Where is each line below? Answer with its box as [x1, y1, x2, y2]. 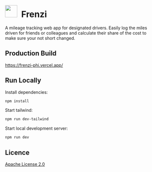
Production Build [5, 49, 57, 58]
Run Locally [5, 76, 41, 85]
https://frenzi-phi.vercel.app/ [5, 62, 63, 68]
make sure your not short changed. [5, 35, 75, 41]
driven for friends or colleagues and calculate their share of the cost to [5, 30, 147, 36]
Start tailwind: [5, 107, 33, 113]
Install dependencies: [5, 89, 48, 95]
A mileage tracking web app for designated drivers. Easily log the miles [5, 25, 147, 31]
